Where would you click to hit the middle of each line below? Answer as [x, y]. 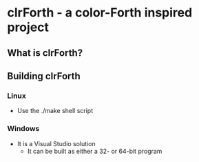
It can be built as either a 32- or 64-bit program [95, 151]
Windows [23, 129]
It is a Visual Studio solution [56, 143]
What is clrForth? [45, 53]
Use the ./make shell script [55, 111]
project [28, 27]
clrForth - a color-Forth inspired [100, 13]
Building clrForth [44, 76]
